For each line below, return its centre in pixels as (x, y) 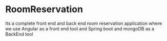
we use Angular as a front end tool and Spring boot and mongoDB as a (80, 28)
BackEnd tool (19, 34)
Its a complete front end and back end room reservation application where (84, 23)
